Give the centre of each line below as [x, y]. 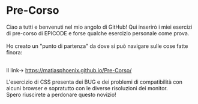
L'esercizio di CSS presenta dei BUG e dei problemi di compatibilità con [94, 82]
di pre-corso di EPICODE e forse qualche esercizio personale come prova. [98, 33]
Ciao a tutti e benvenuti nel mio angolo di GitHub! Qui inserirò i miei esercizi [99, 27]
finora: [14, 52]
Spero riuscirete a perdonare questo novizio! [61, 94]
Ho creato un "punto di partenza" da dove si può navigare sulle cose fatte [97, 46]
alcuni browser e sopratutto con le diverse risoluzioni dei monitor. [87, 88]
